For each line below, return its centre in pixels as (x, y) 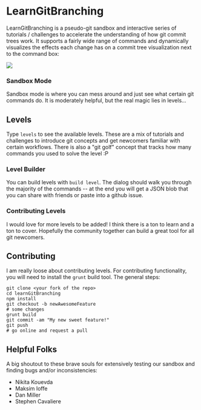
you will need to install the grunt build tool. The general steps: (83, 277)
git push (17, 326)
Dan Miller (28, 395)
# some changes (25, 310)
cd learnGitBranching (34, 294)
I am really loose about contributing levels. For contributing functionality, (97, 271)
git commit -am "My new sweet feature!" (58, 320)
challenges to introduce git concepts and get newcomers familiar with (93, 141)
